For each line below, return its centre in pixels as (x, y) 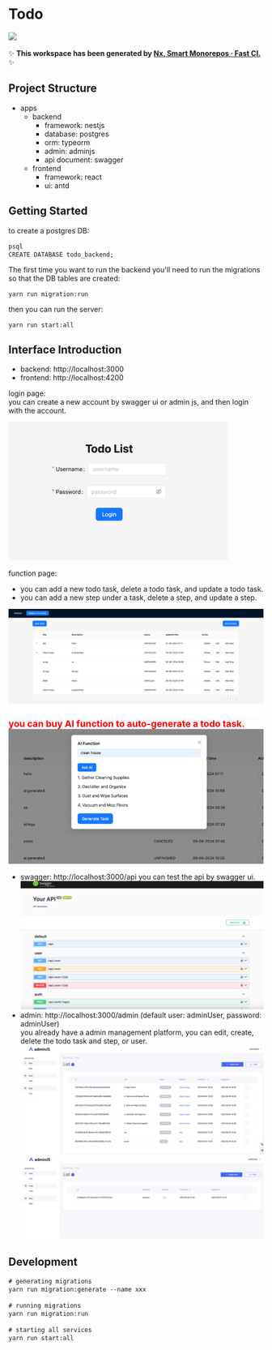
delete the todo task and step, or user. (83, 1041)
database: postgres (76, 134)
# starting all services (50, 1331)
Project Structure (53, 89)
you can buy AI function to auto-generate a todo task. (127, 724)
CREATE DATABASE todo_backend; (61, 255)
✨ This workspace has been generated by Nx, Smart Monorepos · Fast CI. (135, 53)
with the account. (38, 411)
